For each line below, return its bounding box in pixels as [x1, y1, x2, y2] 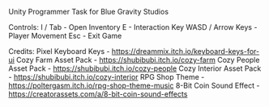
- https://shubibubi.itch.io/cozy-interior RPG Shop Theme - [8, 72, 205, 81]
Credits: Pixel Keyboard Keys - [8, 47, 110, 56]
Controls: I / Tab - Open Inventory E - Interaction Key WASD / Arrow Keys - [8, 23, 258, 31]
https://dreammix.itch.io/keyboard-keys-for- [111, 47, 260, 56]
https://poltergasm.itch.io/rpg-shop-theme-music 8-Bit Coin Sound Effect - [8, 80, 260, 90]
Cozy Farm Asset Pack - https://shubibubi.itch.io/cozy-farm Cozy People [15, 56, 260, 64]
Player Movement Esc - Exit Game [8, 31, 122, 40]
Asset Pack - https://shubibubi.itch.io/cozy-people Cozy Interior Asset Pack [8, 64, 262, 73]
